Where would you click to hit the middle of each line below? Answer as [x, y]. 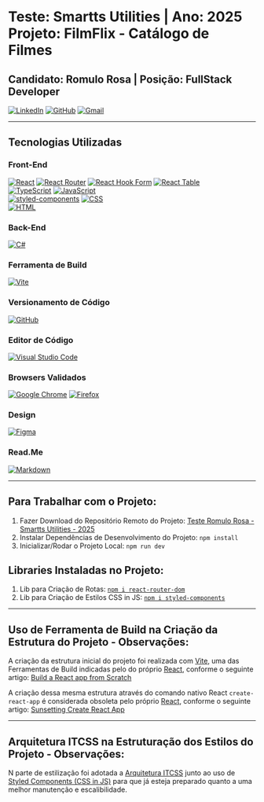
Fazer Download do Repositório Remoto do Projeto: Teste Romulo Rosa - [137, 521]
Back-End [27, 227]
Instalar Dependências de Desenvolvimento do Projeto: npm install [129, 537]
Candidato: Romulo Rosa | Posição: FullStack [120, 79]
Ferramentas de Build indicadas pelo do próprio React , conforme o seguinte [131, 669]
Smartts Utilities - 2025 [57, 529]
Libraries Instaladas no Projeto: [86, 570]
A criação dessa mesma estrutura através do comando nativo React [118, 693]
